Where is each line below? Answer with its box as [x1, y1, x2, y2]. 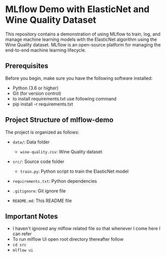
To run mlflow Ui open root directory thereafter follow [12, 236, 124, 242]
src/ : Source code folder [12, 158, 65, 165]
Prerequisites [5, 62, 48, 70]
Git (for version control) [12, 90, 62, 96]
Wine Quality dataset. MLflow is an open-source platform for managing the [5, 41, 161, 47]
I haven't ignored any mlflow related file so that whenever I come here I [12, 226, 160, 232]
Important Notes [5, 212, 58, 221]
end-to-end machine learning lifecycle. [5, 47, 86, 53]
